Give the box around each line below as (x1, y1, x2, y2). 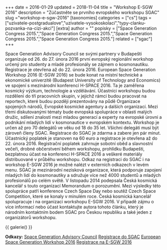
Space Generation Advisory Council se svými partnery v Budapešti (5, 51, 142, 57)
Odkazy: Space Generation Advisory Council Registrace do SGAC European (5, 234, 161, 240)
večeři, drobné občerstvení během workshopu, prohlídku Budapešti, (5, 146, 145, 152)
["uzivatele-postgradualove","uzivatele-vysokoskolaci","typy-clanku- (5, 20, 146, 26)
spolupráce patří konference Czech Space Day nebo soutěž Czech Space (5, 188, 156, 194)
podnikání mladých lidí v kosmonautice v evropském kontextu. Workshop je (5, 119, 160, 125)
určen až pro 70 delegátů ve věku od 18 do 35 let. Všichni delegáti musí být (5, 125, 159, 131)
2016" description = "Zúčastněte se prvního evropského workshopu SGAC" (5, 9, 160, 15)
